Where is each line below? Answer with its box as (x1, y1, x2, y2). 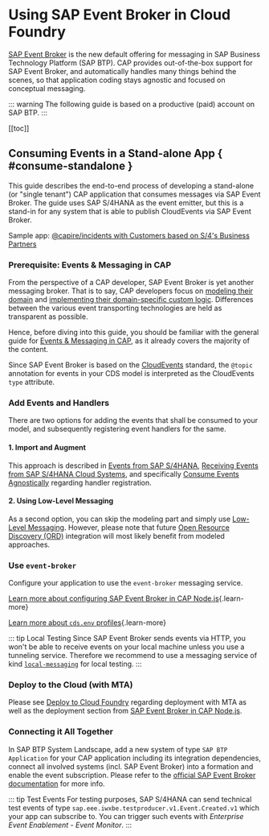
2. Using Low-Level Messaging (8, 496, 114, 506)
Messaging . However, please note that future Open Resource (27, 522, 230, 532)
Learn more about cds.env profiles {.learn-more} (8, 618, 167, 627)
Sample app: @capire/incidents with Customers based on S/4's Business (8, 230, 251, 240)
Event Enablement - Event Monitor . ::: (8, 820, 132, 830)
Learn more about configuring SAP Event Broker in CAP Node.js (8, 594, 219, 603)
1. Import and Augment (8, 442, 87, 452)
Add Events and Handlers (8, 397, 110, 408)
